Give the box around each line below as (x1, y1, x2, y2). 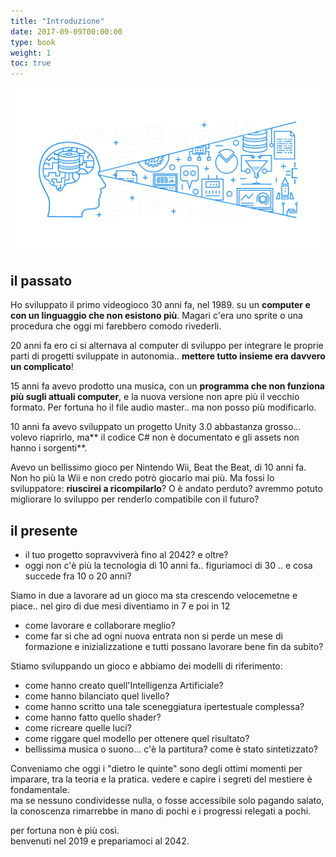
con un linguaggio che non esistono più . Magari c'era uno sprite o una (10, 310, 303, 322)
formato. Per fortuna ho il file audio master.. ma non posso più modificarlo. (10, 401, 317, 414)
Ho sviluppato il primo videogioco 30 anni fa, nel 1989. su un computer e (10, 299, 311, 311)
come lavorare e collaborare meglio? (24, 620, 176, 632)
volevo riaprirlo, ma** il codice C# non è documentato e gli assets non (10, 431, 300, 444)
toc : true (10, 58, 52, 69)
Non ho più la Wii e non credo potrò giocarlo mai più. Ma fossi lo (10, 472, 275, 484)
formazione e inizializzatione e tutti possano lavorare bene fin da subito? (24, 641, 324, 653)
